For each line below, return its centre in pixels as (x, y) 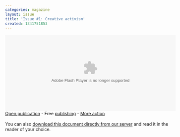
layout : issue (20, 14)
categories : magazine (28, 10)
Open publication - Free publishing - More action (55, 114)
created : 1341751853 (27, 23)
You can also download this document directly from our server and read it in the (87, 124)
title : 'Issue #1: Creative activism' (45, 19)
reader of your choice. (28, 130)
